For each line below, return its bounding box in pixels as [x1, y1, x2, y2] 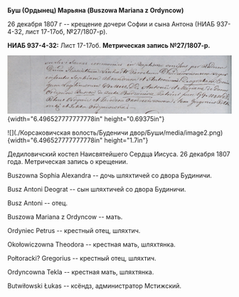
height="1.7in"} [104, 136, 149, 145]
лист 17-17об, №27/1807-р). [25, 28, 108, 36]
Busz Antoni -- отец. [7, 199, 68, 207]
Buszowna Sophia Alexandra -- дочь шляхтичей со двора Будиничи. [7, 171, 212, 180]
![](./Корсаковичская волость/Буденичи [7, 128, 129, 137]
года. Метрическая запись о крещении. [7, 157, 128, 166]
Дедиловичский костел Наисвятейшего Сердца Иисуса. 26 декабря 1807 [7, 150, 230, 159]
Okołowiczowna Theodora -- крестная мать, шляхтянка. [7, 240, 176, 249]
